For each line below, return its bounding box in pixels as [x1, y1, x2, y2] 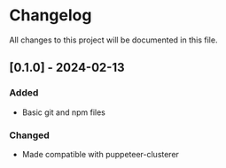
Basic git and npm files [21, 107, 106, 118]
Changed [9, 129, 51, 141]
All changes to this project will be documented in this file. [9, 34, 218, 45]
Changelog [9, 5, 92, 26]
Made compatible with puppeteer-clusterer [21, 149, 180, 159]
